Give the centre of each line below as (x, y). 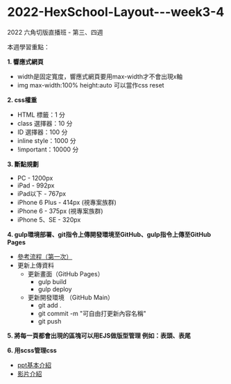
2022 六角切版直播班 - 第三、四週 (55, 32)
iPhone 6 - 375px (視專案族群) (60, 211)
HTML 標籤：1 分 (41, 115)
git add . (50, 305)
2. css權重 (22, 100)
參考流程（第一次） (45, 256)
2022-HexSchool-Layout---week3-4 (116, 12)
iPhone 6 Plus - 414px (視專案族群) (67, 202)
